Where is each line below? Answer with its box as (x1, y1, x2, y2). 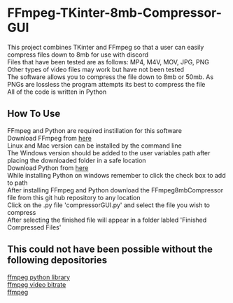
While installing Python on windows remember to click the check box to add (7, 171, 226, 179)
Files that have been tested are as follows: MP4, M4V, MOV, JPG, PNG (7, 57, 210, 66)
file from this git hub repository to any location (7, 193, 141, 202)
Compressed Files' (7, 223, 62, 232)
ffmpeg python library (7, 273, 71, 281)
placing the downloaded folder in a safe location (7, 156, 146, 164)
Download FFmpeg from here (7, 134, 92, 142)
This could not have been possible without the (7, 244, 213, 255)
